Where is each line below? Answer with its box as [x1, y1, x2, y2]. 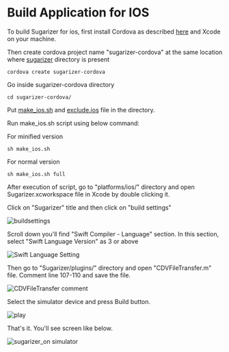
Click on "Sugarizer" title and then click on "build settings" [7, 203, 172, 212]
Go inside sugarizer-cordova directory [7, 80, 115, 88]
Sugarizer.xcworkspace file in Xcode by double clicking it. [7, 190, 170, 198]
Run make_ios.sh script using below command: [7, 118, 140, 127]
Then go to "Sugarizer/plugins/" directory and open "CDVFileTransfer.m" [7, 264, 212, 272]
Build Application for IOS [7, 5, 150, 21]
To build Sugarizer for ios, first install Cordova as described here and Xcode [7, 27, 221, 36]
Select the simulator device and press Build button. [7, 297, 151, 305]
